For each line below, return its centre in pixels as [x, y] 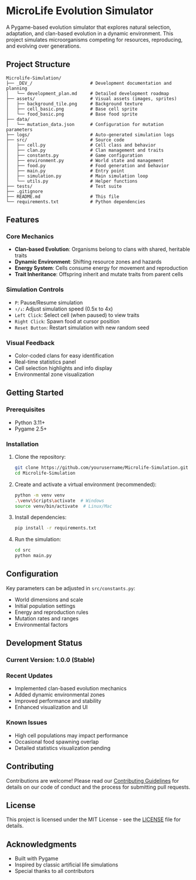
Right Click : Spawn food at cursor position [67, 321]
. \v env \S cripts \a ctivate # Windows [59, 501]
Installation [23, 444]
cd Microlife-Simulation [45, 473]
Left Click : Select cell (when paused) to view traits [77, 315]
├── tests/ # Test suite [64, 186]
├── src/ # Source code [65, 140]
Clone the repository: [40, 457]
